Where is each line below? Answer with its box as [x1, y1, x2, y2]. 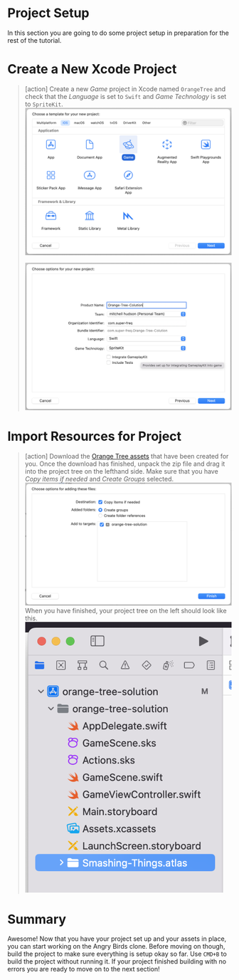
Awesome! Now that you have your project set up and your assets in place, [7, 934, 227, 943]
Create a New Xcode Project [7, 61, 177, 78]
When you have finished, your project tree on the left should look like [24, 606, 227, 615]
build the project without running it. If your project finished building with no [7, 957, 226, 966]
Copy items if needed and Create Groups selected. [24, 475, 174, 484]
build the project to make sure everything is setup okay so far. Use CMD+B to [7, 949, 228, 959]
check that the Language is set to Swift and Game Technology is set [24, 92, 227, 100]
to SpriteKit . [24, 100, 64, 108]
